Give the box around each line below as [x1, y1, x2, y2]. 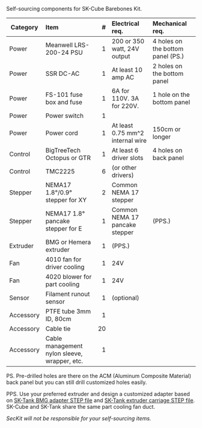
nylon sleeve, [45, 349, 83, 358]
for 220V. [111, 102, 139, 110]
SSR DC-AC [45, 69, 80, 78]
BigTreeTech [45, 146, 81, 154]
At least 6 [111, 146, 139, 154]
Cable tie [45, 324, 71, 333]
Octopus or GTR [45, 154, 91, 162]
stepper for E [45, 225, 82, 232]
